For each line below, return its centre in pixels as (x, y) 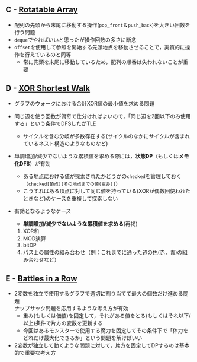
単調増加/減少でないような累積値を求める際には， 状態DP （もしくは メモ (101, 156)
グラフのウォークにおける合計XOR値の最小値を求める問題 (84, 103)
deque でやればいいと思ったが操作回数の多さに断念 (75, 39)
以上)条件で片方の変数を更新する (63, 323)
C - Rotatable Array (42, 10)
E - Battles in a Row (41, 279)
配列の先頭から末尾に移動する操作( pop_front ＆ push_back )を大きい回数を (102, 25)
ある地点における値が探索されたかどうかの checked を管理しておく (102, 176)
